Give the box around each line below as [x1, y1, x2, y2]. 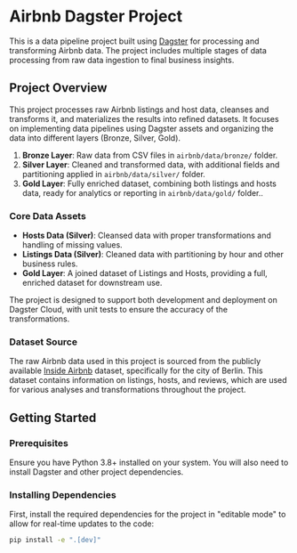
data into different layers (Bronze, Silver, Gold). [9, 132, 181, 143]
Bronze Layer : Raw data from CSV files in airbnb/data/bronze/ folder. [21, 150, 278, 160]
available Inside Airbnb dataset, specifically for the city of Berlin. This [9, 365, 264, 376]
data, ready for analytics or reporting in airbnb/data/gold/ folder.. [21, 187, 264, 198]
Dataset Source [9, 336, 78, 348]
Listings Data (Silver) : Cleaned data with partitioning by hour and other [21, 249, 285, 260]
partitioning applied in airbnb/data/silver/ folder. [21, 168, 206, 179]
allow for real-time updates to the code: [9, 518, 155, 529]
